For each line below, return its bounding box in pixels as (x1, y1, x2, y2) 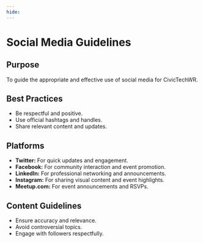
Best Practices (6, 94, 63, 104)
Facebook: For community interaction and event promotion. (15, 163, 166, 171)
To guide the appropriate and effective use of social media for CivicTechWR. (6, 76, 198, 83)
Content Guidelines (6, 200, 82, 211)
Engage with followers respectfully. (15, 230, 104, 237)
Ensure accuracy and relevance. (15, 217, 97, 224)
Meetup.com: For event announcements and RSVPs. (15, 183, 149, 190)
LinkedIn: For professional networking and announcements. (15, 170, 166, 178)
